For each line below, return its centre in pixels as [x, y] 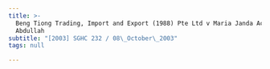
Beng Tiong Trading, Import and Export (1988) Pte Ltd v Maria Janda [134, 23]
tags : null [27, 46]
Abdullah [30, 30]
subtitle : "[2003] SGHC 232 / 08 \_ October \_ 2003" [93, 38]
